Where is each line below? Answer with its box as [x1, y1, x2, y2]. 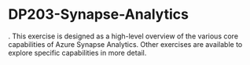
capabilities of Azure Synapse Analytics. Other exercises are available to [8, 39, 243, 49]
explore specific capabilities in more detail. [8, 48, 147, 57]
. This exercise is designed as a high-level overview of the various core [8, 31, 238, 41]
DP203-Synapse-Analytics [8, 5, 189, 23]
